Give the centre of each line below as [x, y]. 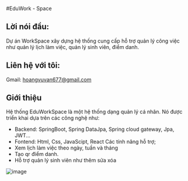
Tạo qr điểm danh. [36, 154]
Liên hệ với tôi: [33, 66]
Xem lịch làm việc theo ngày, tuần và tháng [66, 148]
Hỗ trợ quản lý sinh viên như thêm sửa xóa [65, 161]
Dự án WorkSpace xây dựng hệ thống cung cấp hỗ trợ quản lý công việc [93, 41]
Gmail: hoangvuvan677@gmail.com [49, 79]
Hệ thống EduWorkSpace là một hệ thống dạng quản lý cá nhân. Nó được [94, 112]
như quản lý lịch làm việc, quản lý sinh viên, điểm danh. [73, 47]
